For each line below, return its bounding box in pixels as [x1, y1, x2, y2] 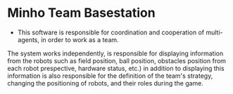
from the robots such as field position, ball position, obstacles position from [7, 56, 227, 65]
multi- [206, 28, 223, 36]
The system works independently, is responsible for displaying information [7, 49, 224, 58]
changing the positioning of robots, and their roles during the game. [7, 79, 204, 87]
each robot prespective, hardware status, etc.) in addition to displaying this [7, 64, 225, 72]
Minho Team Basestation [7, 5, 156, 21]
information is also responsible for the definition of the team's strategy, [7, 72, 213, 80]
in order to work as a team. [41, 35, 119, 43]
